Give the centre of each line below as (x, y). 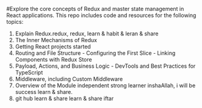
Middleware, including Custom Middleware (69, 79)
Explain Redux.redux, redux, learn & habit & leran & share (87, 34)
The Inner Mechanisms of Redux (56, 40)
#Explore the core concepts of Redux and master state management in (95, 9)
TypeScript (29, 72)
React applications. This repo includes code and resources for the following (101, 15)
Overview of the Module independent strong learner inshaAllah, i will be (105, 85)
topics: (15, 22)
